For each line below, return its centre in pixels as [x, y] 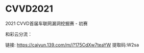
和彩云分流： [19, 34]
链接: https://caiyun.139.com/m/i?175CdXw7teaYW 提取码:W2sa [72, 45]
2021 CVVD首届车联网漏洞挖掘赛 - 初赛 [46, 23]
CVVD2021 [29, 9]
